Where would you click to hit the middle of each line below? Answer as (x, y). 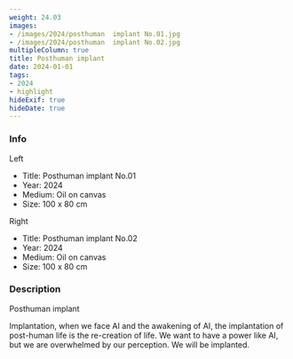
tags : (19, 75)
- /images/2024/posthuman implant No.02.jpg (95, 42)
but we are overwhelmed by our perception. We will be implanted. (130, 344)
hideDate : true (37, 108)
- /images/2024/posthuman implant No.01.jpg (95, 34)
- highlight (31, 91)
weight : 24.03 (36, 17)
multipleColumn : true (49, 51)
